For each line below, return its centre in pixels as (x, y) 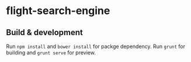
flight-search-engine (58, 11)
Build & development (44, 32)
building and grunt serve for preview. (51, 53)
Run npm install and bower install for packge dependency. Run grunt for (96, 46)
